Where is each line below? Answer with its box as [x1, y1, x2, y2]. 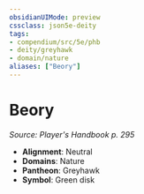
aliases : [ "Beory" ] [9, 63, 81, 71]
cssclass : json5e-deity [9, 21, 97, 30]
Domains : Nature [21, 155, 86, 166]
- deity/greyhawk [9, 46, 73, 55]
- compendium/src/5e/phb [9, 37, 101, 47]
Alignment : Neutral [21, 146, 93, 157]
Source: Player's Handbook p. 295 [9, 129, 135, 139]
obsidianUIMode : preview [9, 12, 101, 22]
